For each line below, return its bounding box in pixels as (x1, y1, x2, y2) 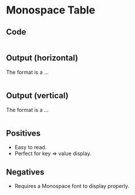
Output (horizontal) (6, 53, 79, 63)
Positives (6, 128, 41, 138)
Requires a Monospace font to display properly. (14, 183, 130, 190)
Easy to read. (14, 144, 47, 151)
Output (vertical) (6, 91, 69, 101)
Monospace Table (6, 4, 96, 17)
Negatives (6, 167, 45, 177)
